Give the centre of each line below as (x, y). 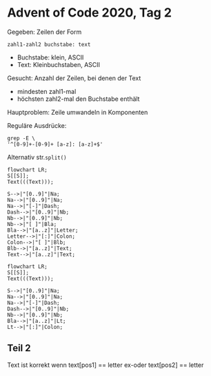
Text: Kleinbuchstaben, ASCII (59, 64)
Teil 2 (19, 348)
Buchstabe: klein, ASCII (50, 57)
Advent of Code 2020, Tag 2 (90, 13)
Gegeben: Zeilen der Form (44, 32)
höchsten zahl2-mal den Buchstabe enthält (78, 99)
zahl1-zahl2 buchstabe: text (49, 44)
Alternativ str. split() (37, 157)
